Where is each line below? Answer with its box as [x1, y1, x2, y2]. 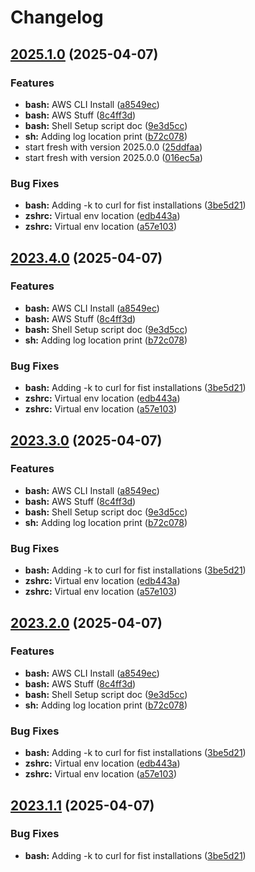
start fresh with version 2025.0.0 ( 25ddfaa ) [24, 141, 203, 153]
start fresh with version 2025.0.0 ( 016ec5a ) [24, 151, 203, 163]
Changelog [10, 6, 104, 29]
